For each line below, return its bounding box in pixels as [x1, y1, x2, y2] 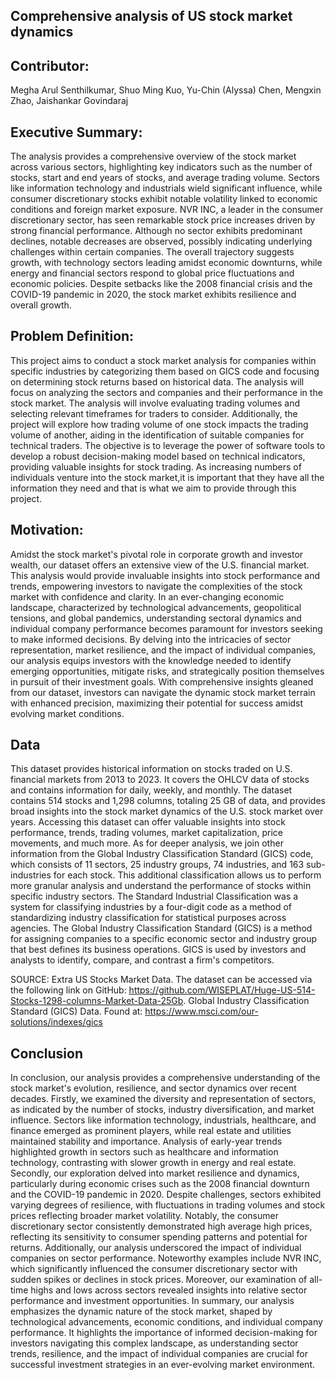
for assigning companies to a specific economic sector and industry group [10, 933, 318, 945]
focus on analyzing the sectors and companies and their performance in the [10, 386, 323, 398]
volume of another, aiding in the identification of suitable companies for [10, 429, 305, 441]
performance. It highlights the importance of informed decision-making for [10, 1327, 318, 1339]
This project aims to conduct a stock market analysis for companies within [10, 354, 317, 366]
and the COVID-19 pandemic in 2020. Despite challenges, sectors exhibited [10, 1189, 322, 1201]
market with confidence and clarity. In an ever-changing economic [10, 590, 285, 603]
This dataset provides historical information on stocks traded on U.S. [10, 763, 293, 775]
